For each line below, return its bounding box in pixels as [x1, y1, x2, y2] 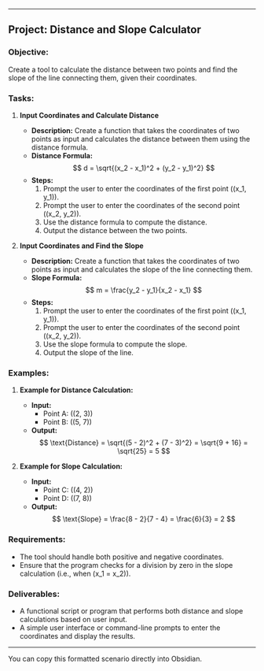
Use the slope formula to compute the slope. [42, 339, 188, 349]
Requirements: [8, 534, 66, 545]
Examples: [8, 367, 49, 378]
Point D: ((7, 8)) [42, 494, 93, 503]
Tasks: [8, 92, 35, 103]
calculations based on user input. [19, 614, 128, 624]
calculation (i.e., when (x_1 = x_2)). [19, 569, 131, 578]
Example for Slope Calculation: [19, 462, 123, 471]
